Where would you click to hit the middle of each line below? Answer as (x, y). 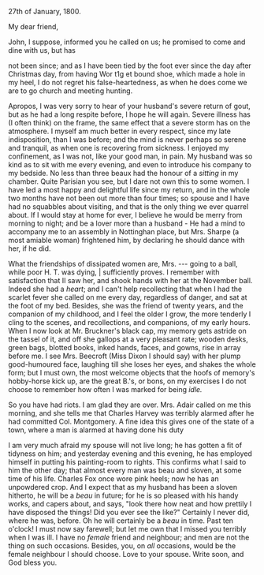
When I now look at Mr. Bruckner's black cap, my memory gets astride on (127, 331)
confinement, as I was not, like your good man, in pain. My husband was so (130, 156)
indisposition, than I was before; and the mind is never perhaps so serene (127, 140)
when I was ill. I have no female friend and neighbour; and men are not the (129, 537)
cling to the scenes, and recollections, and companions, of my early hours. (129, 322)
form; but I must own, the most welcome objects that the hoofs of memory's (132, 373)
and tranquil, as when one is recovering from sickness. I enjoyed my (119, 148)
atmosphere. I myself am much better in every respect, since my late (119, 131)
